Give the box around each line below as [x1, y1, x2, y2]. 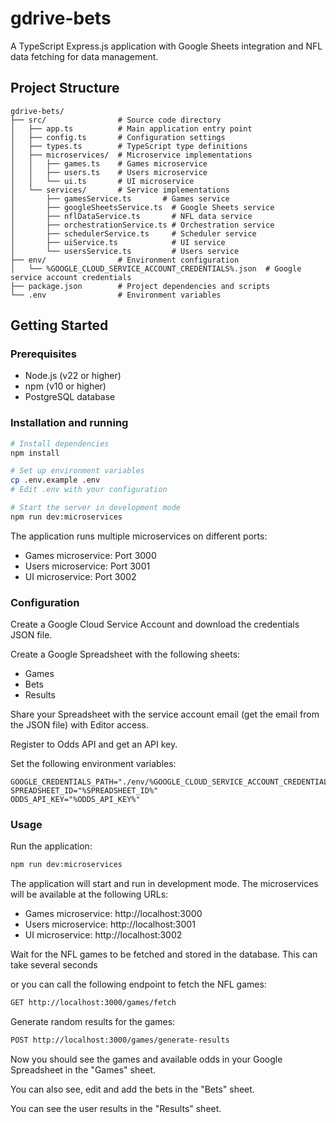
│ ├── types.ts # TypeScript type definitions [10, 141, 248, 151]
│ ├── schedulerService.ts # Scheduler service [10, 228, 257, 239]
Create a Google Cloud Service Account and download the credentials [10, 618, 300, 631]
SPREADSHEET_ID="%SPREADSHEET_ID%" [10, 786, 159, 796]
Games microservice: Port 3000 [24, 549, 157, 561]
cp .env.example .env [10, 475, 101, 486]
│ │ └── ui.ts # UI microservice [10, 176, 195, 186]
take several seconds [10, 959, 98, 971]
